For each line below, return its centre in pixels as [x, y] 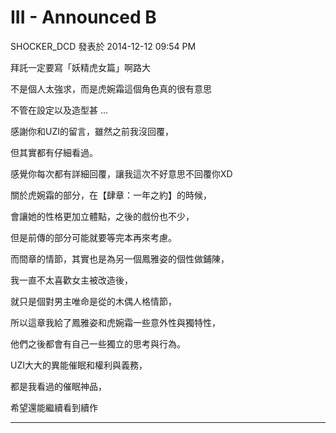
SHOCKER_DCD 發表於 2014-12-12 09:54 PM [103, 46]
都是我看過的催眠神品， [58, 386]
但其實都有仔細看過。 [54, 152]
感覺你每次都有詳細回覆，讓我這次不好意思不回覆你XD [121, 173]
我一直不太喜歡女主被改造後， [71, 280]
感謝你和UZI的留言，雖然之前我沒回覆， [92, 131]
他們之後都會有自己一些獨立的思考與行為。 [98, 343]
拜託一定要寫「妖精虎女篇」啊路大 [80, 67]
